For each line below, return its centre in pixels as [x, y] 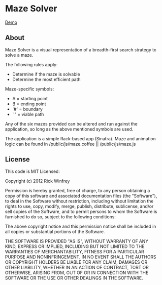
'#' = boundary [27, 109]
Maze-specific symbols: [30, 89]
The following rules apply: [31, 64]
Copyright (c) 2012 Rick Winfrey [37, 181]
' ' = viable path [28, 114]
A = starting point [30, 98]
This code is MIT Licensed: [32, 171]
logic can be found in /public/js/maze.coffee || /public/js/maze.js [71, 144]
